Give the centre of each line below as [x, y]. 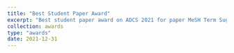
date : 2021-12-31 [32, 39]
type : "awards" [29, 33]
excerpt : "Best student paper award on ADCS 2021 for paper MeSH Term [112, 20]
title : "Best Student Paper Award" [59, 13]
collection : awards [36, 26]
